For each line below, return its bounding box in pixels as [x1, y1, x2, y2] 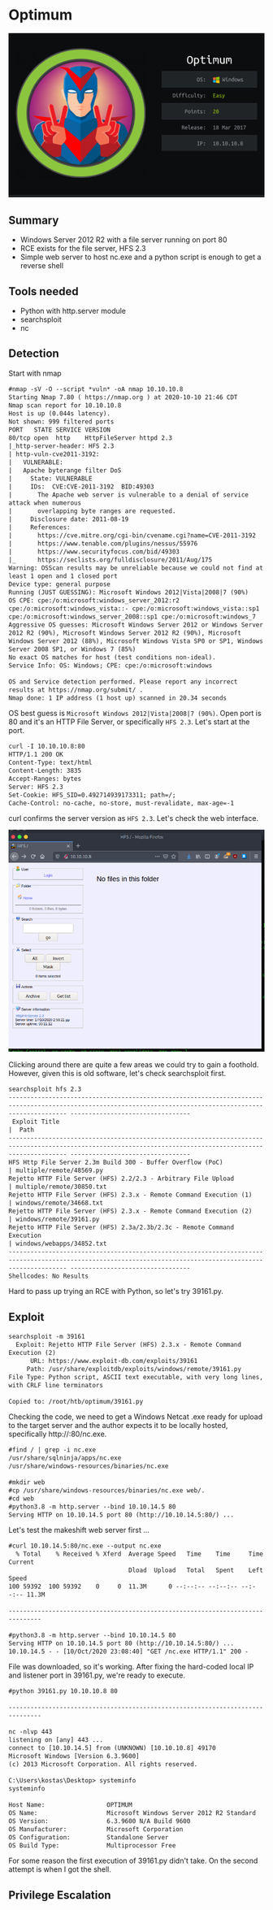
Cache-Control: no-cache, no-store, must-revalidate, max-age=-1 [8, 799, 234, 807]
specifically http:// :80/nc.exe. [8, 1429, 107, 1439]
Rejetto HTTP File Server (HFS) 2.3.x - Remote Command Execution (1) [8, 1191, 253, 1200]
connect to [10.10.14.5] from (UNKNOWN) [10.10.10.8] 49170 [8, 1744, 217, 1752]
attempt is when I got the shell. [8, 1864, 112, 1874]
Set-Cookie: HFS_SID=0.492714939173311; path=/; [8, 791, 176, 799]
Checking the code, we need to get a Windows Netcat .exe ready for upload [8, 1412, 262, 1422]
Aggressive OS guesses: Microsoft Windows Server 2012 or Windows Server [8, 620, 264, 629]
